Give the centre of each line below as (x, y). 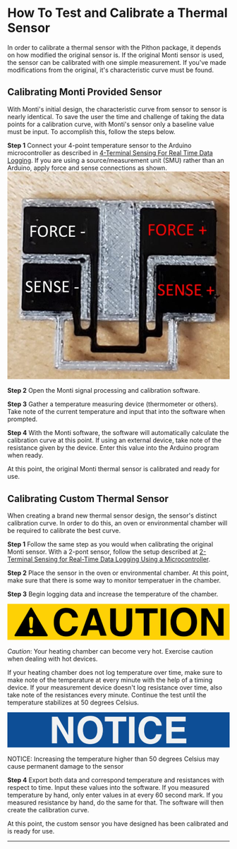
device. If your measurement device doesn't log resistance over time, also (115, 688)
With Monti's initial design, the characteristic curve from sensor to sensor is (117, 109)
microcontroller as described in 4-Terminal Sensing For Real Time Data (110, 152)
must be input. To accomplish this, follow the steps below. (91, 131)
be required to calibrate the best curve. (64, 531)
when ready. (25, 456)
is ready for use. (31, 831)
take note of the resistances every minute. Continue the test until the (107, 695)
